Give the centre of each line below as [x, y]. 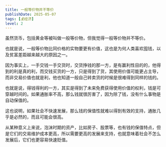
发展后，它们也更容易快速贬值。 [38, 140]
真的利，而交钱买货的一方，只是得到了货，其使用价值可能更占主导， [91, 72]
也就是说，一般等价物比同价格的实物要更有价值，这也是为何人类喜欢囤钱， [81, 49]
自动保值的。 [18, 100]
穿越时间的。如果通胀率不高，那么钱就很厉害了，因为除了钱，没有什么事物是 [83, 94]
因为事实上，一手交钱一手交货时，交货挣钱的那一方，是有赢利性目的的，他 [81, 65]
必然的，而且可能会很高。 [40, 117]
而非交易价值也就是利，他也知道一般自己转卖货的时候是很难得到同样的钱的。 [83, 77]
